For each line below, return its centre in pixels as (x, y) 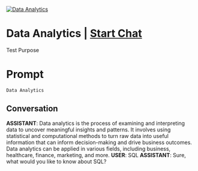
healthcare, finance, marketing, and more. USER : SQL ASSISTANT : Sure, (96, 155)
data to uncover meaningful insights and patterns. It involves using (88, 130)
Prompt (25, 74)
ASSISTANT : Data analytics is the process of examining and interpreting (95, 123)
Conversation (32, 109)
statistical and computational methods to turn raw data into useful (88, 136)
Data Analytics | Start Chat (74, 34)
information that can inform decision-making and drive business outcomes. (99, 142)
